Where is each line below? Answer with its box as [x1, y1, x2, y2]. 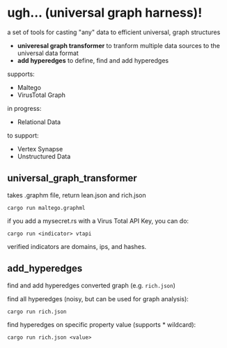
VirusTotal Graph [17, 91, 66, 99]
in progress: [7, 104, 42, 112]
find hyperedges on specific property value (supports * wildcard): [7, 320, 196, 328]
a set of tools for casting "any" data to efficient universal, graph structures [7, 28, 221, 36]
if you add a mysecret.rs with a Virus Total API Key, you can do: [7, 216, 189, 225]
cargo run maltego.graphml [7, 204, 86, 211]
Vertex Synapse [17, 144, 63, 153]
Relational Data [17, 117, 61, 126]
